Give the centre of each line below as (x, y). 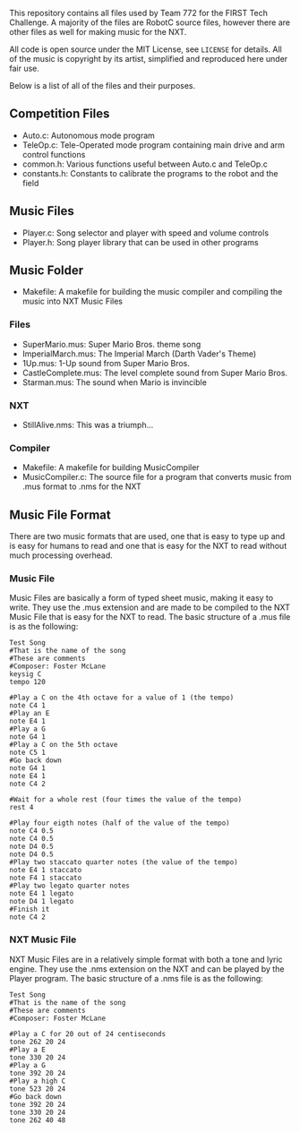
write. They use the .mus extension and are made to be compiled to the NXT (150, 607)
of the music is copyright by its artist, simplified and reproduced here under (149, 59)
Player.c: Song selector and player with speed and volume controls (146, 233)
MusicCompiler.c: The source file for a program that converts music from (157, 477)
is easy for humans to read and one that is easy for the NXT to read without (148, 546)
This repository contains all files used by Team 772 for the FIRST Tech (139, 13)
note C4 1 (28, 706)
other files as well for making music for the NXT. (98, 32)
